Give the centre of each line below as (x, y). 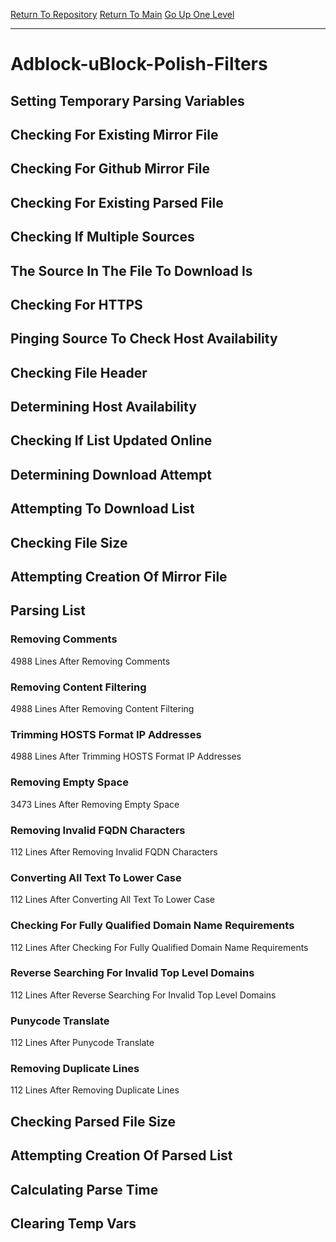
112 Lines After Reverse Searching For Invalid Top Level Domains (143, 995)
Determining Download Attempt (111, 474)
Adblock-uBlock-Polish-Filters (139, 64)
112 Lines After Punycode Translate (82, 1043)
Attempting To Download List (102, 509)
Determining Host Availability (103, 407)
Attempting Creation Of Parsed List (121, 1155)
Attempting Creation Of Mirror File (119, 577)
